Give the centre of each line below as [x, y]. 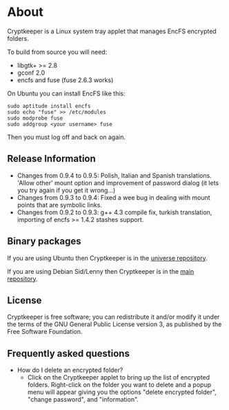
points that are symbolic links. [59, 205]
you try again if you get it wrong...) [66, 190]
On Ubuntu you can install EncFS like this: [66, 93]
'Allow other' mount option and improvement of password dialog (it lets [118, 183]
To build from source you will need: [57, 52]
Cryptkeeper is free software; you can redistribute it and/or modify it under [113, 317]
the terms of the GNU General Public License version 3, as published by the [114, 324]
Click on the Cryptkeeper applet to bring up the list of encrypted [119, 378]
